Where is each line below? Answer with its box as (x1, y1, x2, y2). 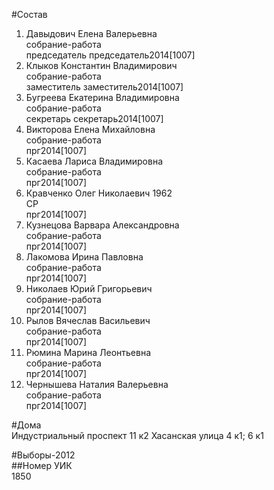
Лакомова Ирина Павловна (25, 251, 144, 263)
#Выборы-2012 (11, 449, 76, 461)
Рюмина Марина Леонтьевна (25, 347, 152, 358)
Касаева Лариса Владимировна (25, 155, 164, 167)
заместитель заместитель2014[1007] (25, 81, 184, 93)
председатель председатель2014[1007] (25, 49, 196, 61)
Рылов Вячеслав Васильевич (25, 315, 151, 326)
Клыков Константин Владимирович (25, 60, 178, 71)
